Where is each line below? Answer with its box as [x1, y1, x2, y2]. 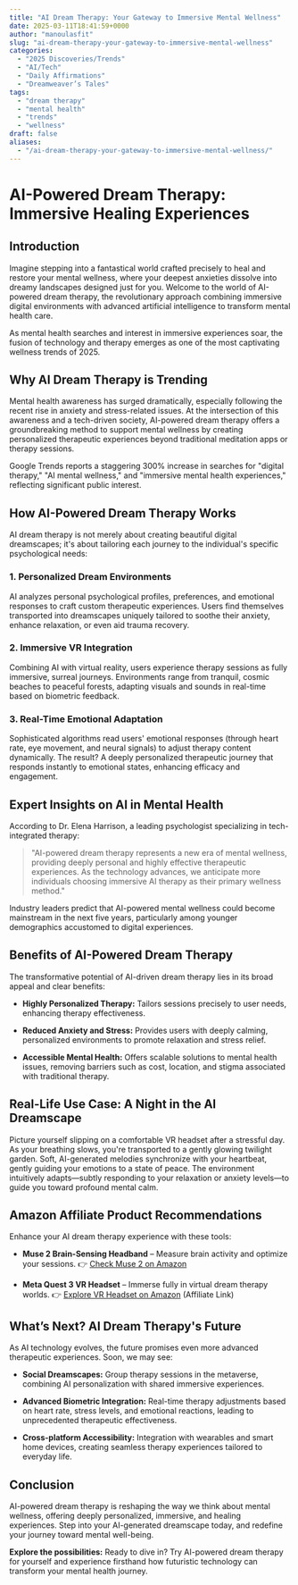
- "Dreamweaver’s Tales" [17, 80, 110, 88]
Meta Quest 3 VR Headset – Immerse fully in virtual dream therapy [21, 1279, 269, 1290]
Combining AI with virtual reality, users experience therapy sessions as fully [9, 662, 288, 673]
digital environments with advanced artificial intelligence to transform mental [9, 300, 291, 311]
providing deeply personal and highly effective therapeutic [30, 857, 247, 868]
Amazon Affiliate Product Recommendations [9, 1207, 262, 1222]
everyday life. [21, 1451, 73, 1462]
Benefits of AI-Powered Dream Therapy [9, 948, 234, 963]
